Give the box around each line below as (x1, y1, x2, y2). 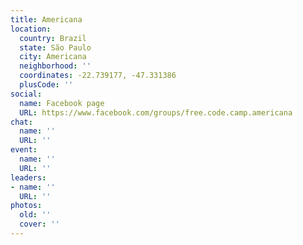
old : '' (19, 210, 52, 220)
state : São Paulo (19, 42, 92, 53)
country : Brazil (19, 33, 87, 43)
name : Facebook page (19, 98, 105, 108)
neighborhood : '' (19, 61, 92, 71)
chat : (10, 117, 33, 127)
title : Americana (10, 14, 83, 25)
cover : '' (19, 219, 60, 230)
